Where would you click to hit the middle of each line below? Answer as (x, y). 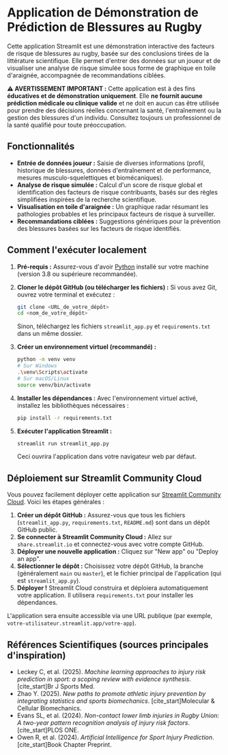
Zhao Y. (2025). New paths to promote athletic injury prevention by (111, 694)
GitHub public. (37, 530)
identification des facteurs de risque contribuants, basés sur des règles (117, 192)
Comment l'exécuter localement (77, 250)
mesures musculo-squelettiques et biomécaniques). (90, 177)
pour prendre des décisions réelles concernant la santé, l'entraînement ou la (114, 110)
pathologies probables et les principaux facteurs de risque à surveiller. (116, 214)
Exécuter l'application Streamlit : (65, 431)
